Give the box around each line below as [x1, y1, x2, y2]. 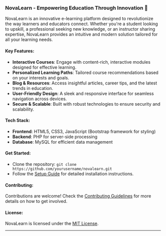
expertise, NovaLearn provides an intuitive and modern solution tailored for [5, 32, 158, 38]
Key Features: [5, 48, 35, 54]
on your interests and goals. [12, 75, 69, 80]
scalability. [12, 106, 35, 112]
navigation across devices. [12, 96, 67, 102]
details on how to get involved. [5, 198, 68, 204]
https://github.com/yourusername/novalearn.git [12, 166, 112, 171]
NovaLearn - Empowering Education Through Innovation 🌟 [5, 4, 148, 11]
